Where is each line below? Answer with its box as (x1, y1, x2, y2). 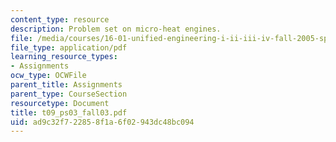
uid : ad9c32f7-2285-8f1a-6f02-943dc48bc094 (10, 117, 195, 127)
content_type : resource (10, 14, 110, 25)
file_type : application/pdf (10, 42, 128, 53)
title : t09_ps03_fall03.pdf (10, 107, 128, 118)
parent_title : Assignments (10, 80, 123, 90)
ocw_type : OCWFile (10, 71, 87, 81)
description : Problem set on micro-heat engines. (10, 24, 222, 34)
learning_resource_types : (10, 52, 118, 62)
